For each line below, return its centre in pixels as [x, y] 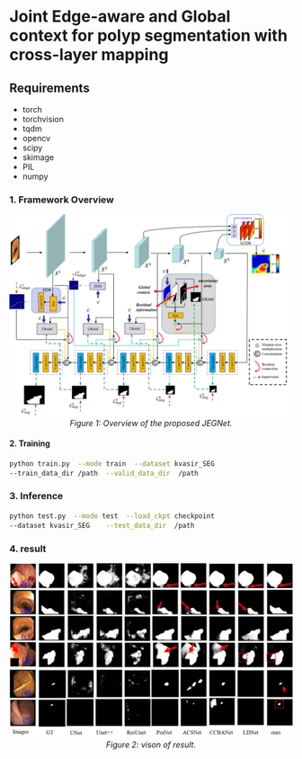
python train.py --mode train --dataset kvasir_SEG [112, 464]
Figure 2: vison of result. [151, 745]
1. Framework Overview [62, 200]
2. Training [30, 443]
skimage [38, 157]
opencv [36, 138]
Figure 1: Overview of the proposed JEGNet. [151, 423]
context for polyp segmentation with [148, 36]
